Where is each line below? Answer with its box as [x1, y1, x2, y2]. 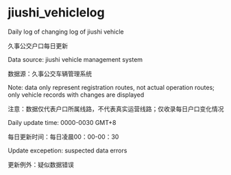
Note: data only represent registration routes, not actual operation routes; [8, 83, 215, 91]
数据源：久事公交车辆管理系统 [8, 69, 92, 78]
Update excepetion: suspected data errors [8, 146, 127, 154]
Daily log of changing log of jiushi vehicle [8, 27, 124, 36]
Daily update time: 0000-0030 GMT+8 [8, 118, 117, 126]
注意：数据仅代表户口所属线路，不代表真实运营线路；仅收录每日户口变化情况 [8, 104, 224, 113]
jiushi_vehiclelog [8, 5, 105, 21]
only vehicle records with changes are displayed [8, 91, 145, 99]
